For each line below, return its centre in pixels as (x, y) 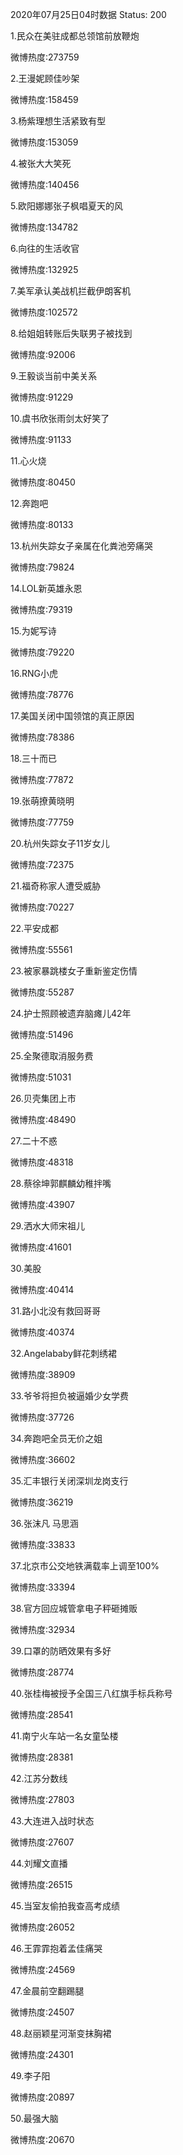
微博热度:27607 (42, 1842)
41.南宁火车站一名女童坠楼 (64, 1736)
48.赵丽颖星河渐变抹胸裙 (61, 2033)
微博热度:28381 (42, 1757)
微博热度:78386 (42, 737)
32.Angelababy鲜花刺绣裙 (63, 1353)
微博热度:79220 (42, 652)
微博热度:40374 (42, 1332)
